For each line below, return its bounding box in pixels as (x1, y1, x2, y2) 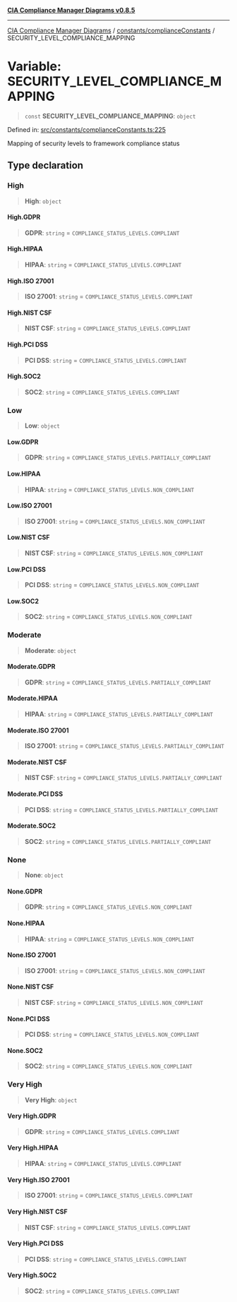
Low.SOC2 (7, 596, 39, 605)
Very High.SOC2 (7, 1271, 57, 1279)
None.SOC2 (7, 1046, 44, 1054)
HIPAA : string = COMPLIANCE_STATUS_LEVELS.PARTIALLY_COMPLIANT (24, 710, 214, 718)
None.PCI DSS (7, 1014, 51, 1023)
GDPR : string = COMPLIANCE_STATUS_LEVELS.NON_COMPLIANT (24, 903, 193, 911)
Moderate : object (24, 646, 77, 655)
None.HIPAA (7, 919, 45, 927)
